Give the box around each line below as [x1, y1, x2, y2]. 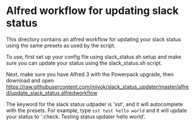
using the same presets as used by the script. [6, 42, 116, 49]
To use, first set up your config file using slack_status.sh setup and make [6, 53, 182, 60]
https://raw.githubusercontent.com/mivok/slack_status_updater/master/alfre [6, 83, 189, 90]
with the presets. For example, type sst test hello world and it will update [6, 107, 187, 114]
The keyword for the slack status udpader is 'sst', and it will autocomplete [6, 100, 183, 107]
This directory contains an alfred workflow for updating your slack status [6, 36, 181, 43]
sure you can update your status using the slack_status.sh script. [6, 60, 162, 66]
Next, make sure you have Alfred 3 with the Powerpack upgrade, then [6, 71, 174, 78]
